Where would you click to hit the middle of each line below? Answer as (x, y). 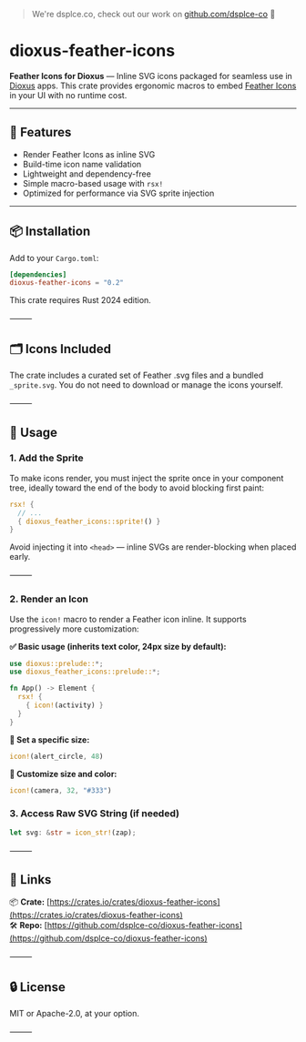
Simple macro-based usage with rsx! (93, 183)
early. (20, 557)
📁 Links (31, 880)
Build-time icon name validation (82, 164)
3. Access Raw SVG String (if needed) (95, 814)
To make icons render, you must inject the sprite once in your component (147, 478)
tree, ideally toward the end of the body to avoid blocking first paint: (137, 488)
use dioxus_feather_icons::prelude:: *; (85, 672)
